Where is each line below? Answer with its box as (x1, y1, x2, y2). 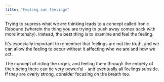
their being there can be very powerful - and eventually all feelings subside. (5, 66, 159, 72)
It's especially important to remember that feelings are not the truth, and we (5, 40, 159, 47)
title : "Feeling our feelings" (5, 7, 70, 12)
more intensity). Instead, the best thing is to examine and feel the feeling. (5, 31, 154, 37)
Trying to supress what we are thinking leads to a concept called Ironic (5, 21, 149, 27)
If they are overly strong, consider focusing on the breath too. (5, 71, 131, 77)
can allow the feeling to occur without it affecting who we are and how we (5, 46, 156, 52)
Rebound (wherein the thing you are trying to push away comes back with (5, 26, 156, 32)
